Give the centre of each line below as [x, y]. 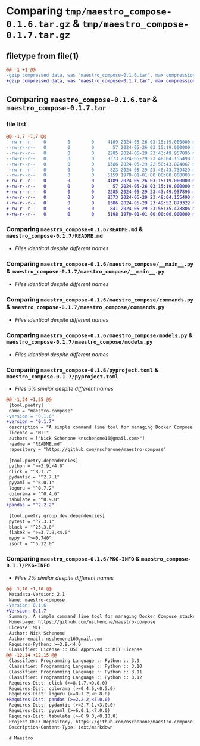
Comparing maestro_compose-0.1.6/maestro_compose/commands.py [100, 299]
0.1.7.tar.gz [38, 35]
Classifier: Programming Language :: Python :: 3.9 [74, 661]
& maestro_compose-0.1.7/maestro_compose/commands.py [85, 307]
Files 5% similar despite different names [64, 388]
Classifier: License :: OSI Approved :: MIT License [76, 650]
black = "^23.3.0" [32, 527]
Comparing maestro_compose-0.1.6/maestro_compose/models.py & [99, 335]
